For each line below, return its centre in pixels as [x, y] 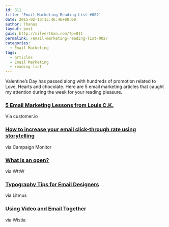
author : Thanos [21, 24]
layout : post [19, 29]
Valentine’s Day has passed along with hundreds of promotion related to [81, 81]
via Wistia [16, 220]
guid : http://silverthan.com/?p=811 [44, 34]
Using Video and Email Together [46, 209]
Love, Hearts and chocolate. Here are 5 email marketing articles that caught [85, 87]
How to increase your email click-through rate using [71, 129]
